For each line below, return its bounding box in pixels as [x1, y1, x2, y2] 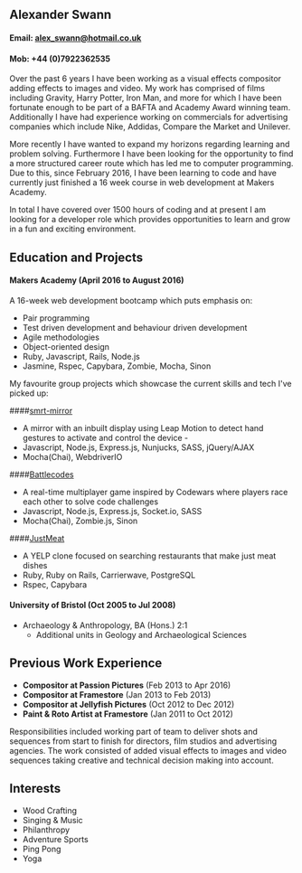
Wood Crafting [22, 804, 78, 816]
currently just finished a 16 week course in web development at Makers [9, 177, 275, 188]
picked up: [9, 388, 49, 399]
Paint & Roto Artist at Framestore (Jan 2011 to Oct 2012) [22, 709, 233, 719]
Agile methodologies [22, 332, 99, 343]
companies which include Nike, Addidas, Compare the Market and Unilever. [9, 121, 291, 132]
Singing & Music [22, 814, 83, 825]
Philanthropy [22, 824, 71, 835]
